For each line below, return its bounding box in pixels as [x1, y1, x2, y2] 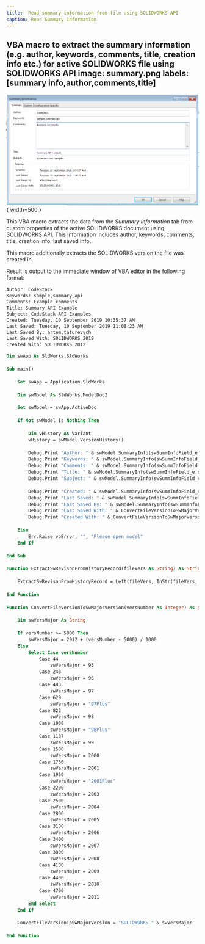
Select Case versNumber [28, 649, 88, 656]
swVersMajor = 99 [49, 739, 95, 746]
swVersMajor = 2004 [49, 804, 99, 810]
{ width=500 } [6, 206, 41, 214]
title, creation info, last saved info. [6, 238, 92, 245]
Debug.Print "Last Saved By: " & [28, 501, 113, 507]
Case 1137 [38, 733, 64, 739]
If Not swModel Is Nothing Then [17, 418, 99, 424]
